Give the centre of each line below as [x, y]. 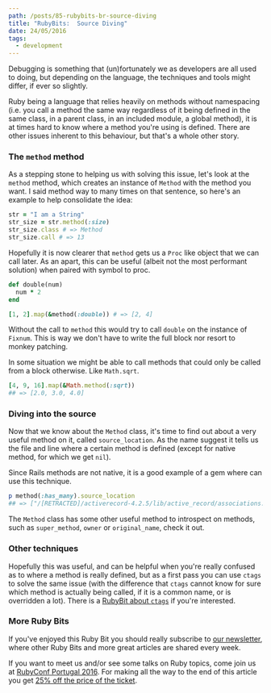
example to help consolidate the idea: [71, 200]
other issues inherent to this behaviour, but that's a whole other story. [124, 136]
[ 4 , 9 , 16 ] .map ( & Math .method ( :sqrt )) [72, 386]
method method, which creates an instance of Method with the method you [130, 183]
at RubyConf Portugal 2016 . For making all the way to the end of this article [133, 671]
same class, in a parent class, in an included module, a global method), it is [133, 119]
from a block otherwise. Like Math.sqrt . [74, 371]
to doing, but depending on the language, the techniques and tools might [129, 77]
